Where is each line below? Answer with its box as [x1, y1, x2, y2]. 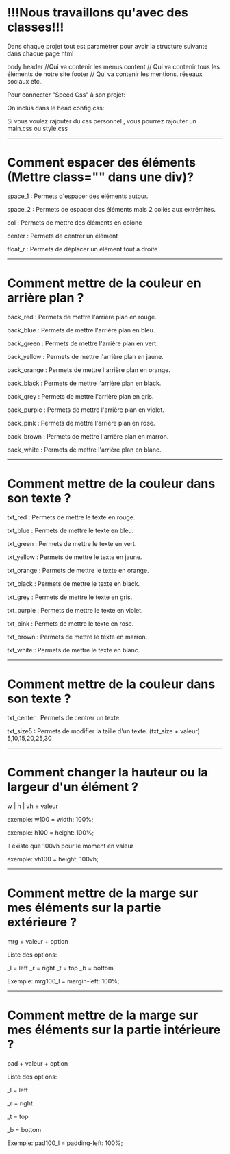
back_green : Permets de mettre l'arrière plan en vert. [7, 339, 159, 347]
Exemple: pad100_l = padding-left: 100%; [7, 1139, 123, 1147]
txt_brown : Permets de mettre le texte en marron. [7, 633, 148, 641]
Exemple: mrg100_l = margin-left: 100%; [7, 977, 120, 985]
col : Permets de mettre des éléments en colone [7, 218, 142, 227]
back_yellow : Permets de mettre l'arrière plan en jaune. [7, 352, 164, 360]
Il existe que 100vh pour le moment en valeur [7, 842, 134, 850]
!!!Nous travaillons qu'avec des [7, 5, 188, 21]
